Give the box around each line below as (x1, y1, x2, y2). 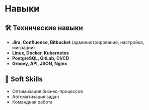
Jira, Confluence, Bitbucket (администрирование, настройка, (12, 39, 144, 45)
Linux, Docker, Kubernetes (12, 50, 69, 55)
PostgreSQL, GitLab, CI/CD (12, 55, 69, 61)
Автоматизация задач (12, 93, 59, 99)
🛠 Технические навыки (5, 23, 84, 32)
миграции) (12, 44, 35, 50)
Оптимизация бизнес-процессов (12, 88, 84, 94)
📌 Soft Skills (5, 75, 43, 83)
